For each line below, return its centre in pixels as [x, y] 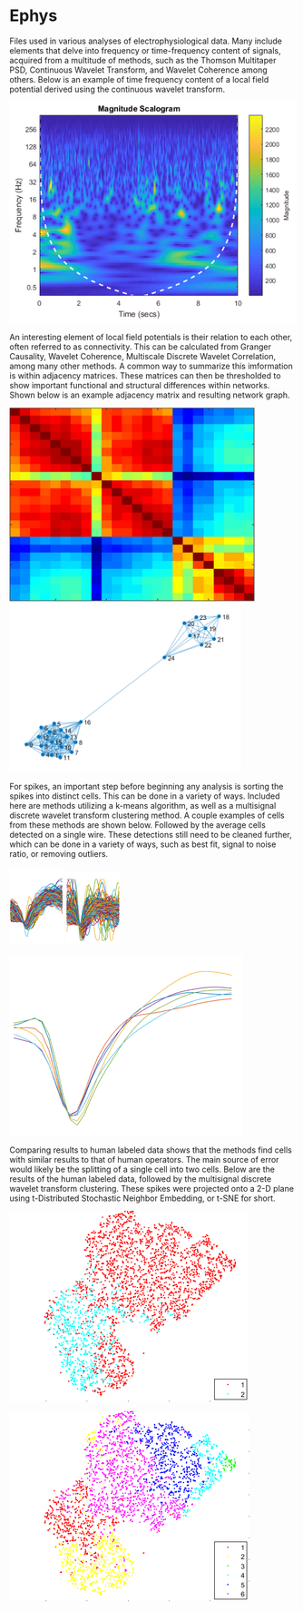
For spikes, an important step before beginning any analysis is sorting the [147, 786]
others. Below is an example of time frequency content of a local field [139, 79]
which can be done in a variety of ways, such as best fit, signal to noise [143, 844]
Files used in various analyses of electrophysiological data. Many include [146, 41]
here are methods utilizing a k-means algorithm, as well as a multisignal [143, 805]
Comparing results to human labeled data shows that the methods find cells [151, 1150]
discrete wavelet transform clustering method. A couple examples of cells [147, 815]
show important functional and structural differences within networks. [140, 385]
